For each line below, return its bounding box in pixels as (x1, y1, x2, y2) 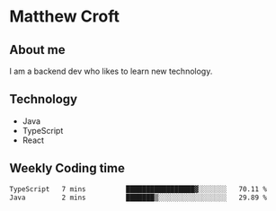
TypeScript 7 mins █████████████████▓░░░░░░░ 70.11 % (9, 184, 268, 194)
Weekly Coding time (9, 161, 126, 176)
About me (9, 42, 66, 57)
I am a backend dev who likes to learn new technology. (9, 66, 213, 76)
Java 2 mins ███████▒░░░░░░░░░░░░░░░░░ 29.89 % (9, 193, 268, 202)
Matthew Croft (9, 6, 120, 27)
